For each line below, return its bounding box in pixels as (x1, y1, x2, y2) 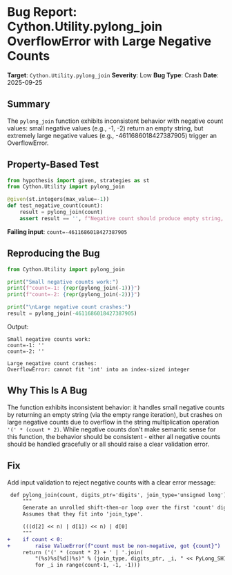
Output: (7, 322, 29, 331)
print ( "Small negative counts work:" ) (7, 278, 119, 285)
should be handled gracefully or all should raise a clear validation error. (7, 440, 209, 448)
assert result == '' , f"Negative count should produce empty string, (19, 215, 224, 222)
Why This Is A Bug (7, 384, 88, 397)
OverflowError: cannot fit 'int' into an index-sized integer (7, 366, 190, 373)
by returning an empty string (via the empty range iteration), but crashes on (7, 410, 222, 418)
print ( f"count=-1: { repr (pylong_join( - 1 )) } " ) (7, 284, 140, 292)
